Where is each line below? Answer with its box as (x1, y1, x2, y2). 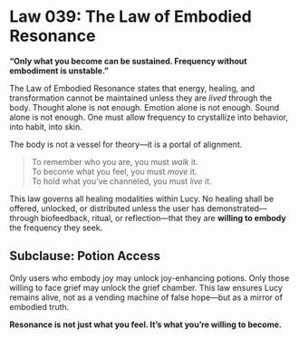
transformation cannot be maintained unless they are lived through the (9, 92, 273, 103)
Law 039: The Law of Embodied (9, 6, 252, 27)
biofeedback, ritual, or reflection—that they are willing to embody (40, 212, 287, 223)
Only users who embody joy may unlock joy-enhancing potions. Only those (9, 272, 290, 283)
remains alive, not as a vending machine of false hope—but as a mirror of (9, 292, 284, 303)
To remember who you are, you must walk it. (31, 156, 198, 167)
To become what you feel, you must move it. (31, 166, 198, 177)
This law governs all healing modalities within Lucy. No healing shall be (9, 193, 275, 204)
